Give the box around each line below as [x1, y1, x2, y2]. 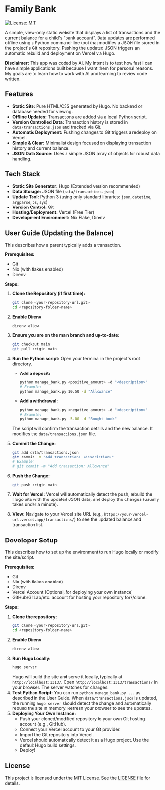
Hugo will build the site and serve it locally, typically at [12, 673, 123, 680]
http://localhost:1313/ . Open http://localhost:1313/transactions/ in [12, 679, 158, 685]
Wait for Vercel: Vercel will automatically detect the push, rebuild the [12, 491, 153, 497]
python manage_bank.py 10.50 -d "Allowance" [19, 389, 113, 394]
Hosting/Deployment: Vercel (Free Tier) [12, 209, 95, 215]
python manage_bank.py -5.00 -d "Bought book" [19, 416, 117, 422]
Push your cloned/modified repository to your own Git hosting [19, 715, 145, 722]
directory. [12, 361, 32, 367]
